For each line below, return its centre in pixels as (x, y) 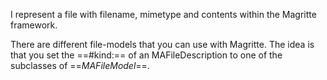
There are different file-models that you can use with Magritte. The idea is (162, 44)
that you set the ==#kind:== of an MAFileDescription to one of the (146, 55)
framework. (34, 25)
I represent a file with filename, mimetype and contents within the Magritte (163, 14)
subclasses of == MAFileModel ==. (80, 65)
